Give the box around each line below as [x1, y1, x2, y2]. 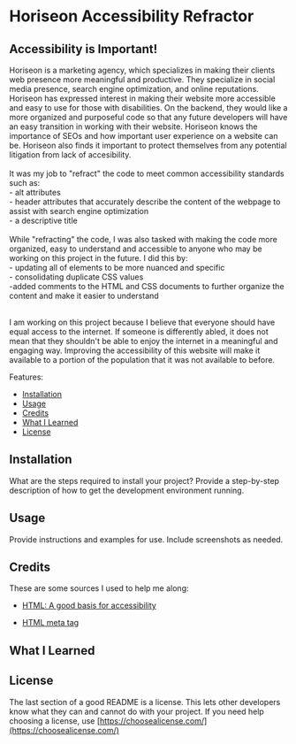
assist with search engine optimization [9, 206, 148, 216]
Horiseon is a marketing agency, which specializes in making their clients [9, 65, 276, 75]
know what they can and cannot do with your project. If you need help [9, 706, 265, 717]
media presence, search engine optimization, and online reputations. [9, 84, 259, 94]
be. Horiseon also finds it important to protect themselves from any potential [9, 140, 287, 150]
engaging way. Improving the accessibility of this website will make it [9, 345, 261, 356]
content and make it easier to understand [9, 290, 159, 301]
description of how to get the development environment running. [9, 485, 245, 495]
